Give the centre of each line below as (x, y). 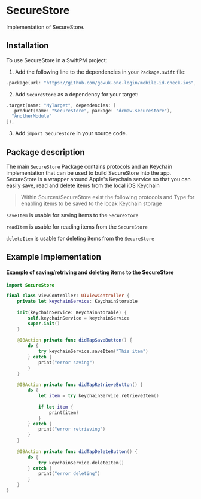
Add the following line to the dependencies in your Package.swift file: (100, 72)
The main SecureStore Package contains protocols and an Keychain (89, 166)
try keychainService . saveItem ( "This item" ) (93, 352)
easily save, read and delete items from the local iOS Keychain (83, 185)
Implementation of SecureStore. (45, 27)
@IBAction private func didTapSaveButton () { (75, 340)
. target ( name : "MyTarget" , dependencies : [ (61, 105)
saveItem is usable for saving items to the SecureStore (72, 215)
